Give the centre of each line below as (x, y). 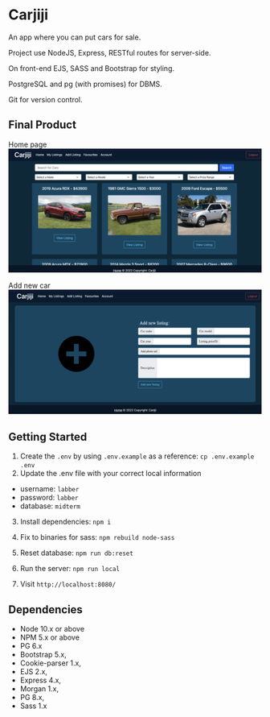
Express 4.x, (41, 680)
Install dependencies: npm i (65, 522)
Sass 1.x (33, 706)
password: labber (49, 498)
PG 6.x (31, 646)
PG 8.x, (32, 698)
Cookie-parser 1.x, (51, 663)
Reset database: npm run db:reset (77, 553)
